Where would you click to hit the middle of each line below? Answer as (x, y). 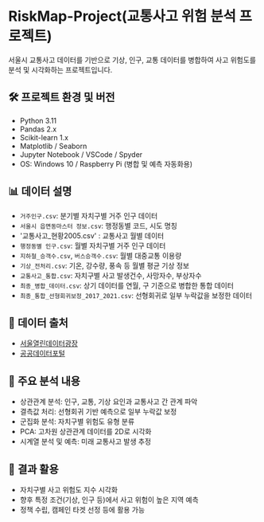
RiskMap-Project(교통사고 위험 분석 (122, 16)
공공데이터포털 (42, 353)
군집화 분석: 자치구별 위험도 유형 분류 (77, 422)
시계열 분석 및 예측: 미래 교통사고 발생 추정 (85, 442)
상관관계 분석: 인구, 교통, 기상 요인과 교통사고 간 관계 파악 (109, 402)
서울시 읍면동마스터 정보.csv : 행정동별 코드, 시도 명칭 (98, 226)
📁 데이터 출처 (39, 322)
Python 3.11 (38, 120)
